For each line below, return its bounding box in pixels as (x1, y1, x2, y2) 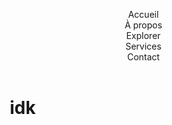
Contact (126, 51, 160, 63)
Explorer (126, 30, 161, 41)
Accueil (127, 9, 160, 20)
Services (125, 40, 162, 52)
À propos (124, 19, 163, 31)
